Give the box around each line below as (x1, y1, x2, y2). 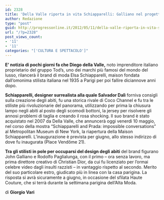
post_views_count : (5, 35, 42, 40)
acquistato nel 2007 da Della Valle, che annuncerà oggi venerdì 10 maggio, (5, 118, 155, 124)
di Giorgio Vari (5, 189, 35, 195)
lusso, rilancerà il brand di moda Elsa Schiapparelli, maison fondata (5, 72, 140, 78)
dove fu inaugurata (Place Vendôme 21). (5, 139, 86, 145)
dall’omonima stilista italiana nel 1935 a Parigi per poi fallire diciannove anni (5, 77, 156, 83)
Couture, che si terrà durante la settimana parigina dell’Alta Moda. (5, 179, 137, 185)
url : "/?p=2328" (5, 30, 38, 35)
